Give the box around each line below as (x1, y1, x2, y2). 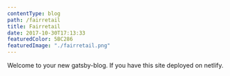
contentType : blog (7, 10, 61, 17)
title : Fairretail (7, 23, 61, 30)
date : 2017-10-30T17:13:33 (7, 29, 86, 37)
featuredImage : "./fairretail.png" (7, 42, 111, 49)
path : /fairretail (7, 17, 61, 23)
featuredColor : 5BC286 (7, 36, 73, 43)
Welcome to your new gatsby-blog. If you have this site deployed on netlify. (7, 61, 224, 69)
